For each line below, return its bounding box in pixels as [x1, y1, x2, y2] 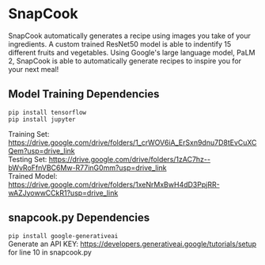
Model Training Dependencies [8, 88, 160, 101]
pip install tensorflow [8, 108, 87, 116]
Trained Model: [8, 171, 58, 180]
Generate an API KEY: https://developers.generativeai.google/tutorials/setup [8, 239, 257, 248]
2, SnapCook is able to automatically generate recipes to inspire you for [8, 56, 242, 66]
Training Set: [8, 129, 50, 138]
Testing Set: [8, 154, 47, 164]
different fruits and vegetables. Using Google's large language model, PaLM [8, 47, 256, 57]
